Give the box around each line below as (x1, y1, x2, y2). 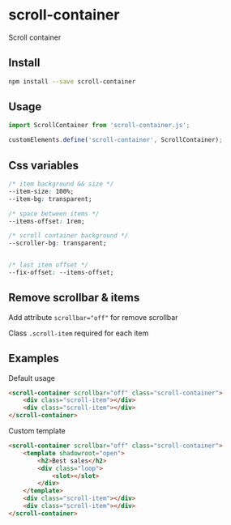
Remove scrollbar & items (8, 291, 140, 305)
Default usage (8, 373, 55, 382)
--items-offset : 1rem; (8, 217, 85, 225)
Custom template (8, 426, 66, 435)
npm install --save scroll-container (8, 77, 136, 86)
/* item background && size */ (8, 180, 114, 188)
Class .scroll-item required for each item (8, 328, 149, 338)
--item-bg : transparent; (8, 194, 92, 203)
